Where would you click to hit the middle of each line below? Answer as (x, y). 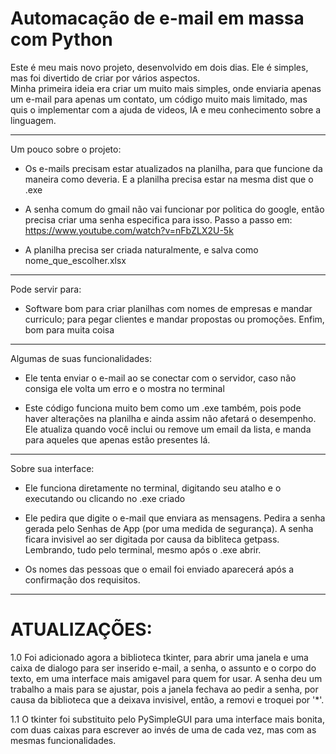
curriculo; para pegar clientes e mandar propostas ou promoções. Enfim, (174, 319)
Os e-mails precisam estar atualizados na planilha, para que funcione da (173, 168)
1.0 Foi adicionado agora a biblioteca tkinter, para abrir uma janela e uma (159, 657)
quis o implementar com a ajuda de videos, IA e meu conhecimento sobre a (166, 109)
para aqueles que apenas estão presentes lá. (117, 439)
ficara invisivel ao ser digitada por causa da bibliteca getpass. (152, 539)
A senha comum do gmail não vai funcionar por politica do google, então (174, 209)
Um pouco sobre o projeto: (66, 149)
